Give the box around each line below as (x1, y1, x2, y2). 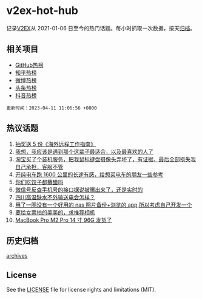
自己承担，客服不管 (15, 163, 64, 170)
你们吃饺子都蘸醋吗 (15, 178, 64, 185)
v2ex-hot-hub (6, 4, 79, 18)
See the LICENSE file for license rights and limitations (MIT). (6, 286, 157, 294)
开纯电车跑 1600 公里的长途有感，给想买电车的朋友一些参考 (15, 171, 164, 178)
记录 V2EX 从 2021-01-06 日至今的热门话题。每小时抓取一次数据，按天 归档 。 (6, 24, 196, 32)
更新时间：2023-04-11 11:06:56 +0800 (6, 105, 97, 111)
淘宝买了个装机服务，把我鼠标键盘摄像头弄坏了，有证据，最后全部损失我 (15, 156, 196, 163)
